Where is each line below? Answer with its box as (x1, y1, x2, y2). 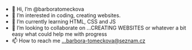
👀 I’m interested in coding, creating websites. (11, 12, 121, 19)
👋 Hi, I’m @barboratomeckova (11, 6, 85, 12)
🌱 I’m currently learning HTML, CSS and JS (11, 18, 116, 25)
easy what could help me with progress (11, 31, 107, 38)
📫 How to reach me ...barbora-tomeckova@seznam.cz (11, 37, 146, 44)
